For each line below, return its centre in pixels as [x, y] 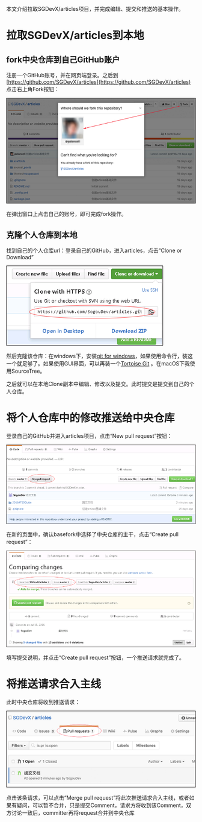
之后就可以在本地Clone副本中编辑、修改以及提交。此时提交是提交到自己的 [98, 384]
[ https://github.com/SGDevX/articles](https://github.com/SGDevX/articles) [99, 82]
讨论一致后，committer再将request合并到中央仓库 [73, 813]
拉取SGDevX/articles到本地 [75, 36]
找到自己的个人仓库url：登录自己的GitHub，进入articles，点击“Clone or [94, 251]
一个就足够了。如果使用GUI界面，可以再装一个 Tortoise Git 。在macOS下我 [98, 364]
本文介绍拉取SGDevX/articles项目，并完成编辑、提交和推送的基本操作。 [95, 9]
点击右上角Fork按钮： [33, 89]
